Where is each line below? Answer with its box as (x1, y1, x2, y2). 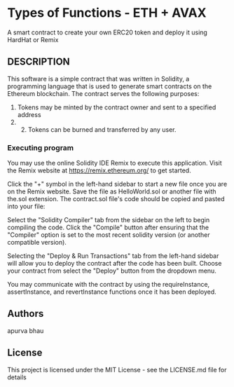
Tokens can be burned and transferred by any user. (27, 125, 177, 134)
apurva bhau (7, 326, 44, 334)
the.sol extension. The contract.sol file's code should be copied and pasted (7, 195, 225, 203)
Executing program (7, 142, 74, 152)
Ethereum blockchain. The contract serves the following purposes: (7, 89, 200, 97)
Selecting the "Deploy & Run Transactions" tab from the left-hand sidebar (7, 252, 219, 260)
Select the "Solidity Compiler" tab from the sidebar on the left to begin (7, 216, 210, 224)
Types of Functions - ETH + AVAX (7, 5, 207, 21)
